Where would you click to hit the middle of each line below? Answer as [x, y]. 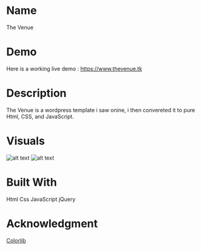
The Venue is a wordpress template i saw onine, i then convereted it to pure [101, 110]
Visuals [26, 141]
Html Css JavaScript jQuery [41, 199]
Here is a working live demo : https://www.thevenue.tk [74, 69]
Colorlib [16, 240]
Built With [32, 182]
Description [36, 93]
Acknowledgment [52, 224]
